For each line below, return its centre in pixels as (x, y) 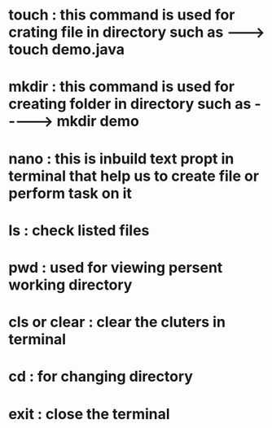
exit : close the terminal (89, 414)
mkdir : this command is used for (121, 87)
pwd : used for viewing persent (116, 267)
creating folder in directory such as (130, 104)
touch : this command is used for (122, 15)
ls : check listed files (79, 230)
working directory (70, 284)
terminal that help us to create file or (134, 176)
